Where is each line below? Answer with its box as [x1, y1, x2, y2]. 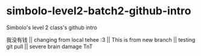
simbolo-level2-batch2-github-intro [6, 4, 191, 18]
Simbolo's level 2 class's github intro [6, 24, 98, 31]
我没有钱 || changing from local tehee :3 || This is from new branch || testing [6, 36, 196, 43]
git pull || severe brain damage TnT [6, 43, 93, 50]
